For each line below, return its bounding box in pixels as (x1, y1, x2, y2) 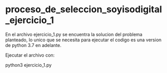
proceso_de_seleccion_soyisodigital (5, 4, 162, 15)
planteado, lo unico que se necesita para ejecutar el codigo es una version (5, 37, 162, 43)
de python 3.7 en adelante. (5, 42, 62, 48)
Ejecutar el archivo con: (5, 52, 55, 58)
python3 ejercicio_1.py (5, 62, 52, 68)
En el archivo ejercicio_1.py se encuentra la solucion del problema (5, 31, 143, 37)
